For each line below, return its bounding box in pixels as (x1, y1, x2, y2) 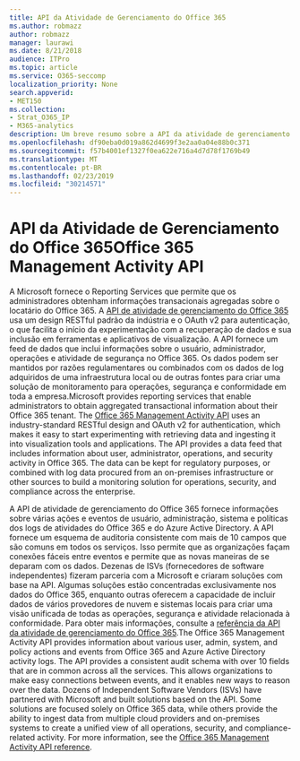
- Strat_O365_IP (9, 113, 70, 122)
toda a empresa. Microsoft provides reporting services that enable (9, 391, 252, 402)
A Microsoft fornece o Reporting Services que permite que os (9, 286, 237, 297)
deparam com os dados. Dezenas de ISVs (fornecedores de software (9, 561, 264, 572)
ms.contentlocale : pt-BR (9, 163, 102, 172)
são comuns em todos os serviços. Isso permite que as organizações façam (9, 541, 290, 552)
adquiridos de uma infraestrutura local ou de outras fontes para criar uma (9, 372, 280, 383)
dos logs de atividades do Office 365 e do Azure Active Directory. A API (9, 523, 275, 533)
